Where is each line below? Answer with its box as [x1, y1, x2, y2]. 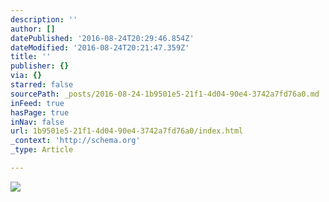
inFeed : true [10, 98, 65, 108]
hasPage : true [10, 107, 70, 118]
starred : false [10, 80, 74, 90]
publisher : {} [10, 61, 70, 71]
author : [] [10, 24, 56, 34]
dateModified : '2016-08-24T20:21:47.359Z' [10, 42, 190, 53]
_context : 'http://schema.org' [10, 136, 141, 146]
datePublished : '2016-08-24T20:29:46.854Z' [10, 33, 195, 43]
